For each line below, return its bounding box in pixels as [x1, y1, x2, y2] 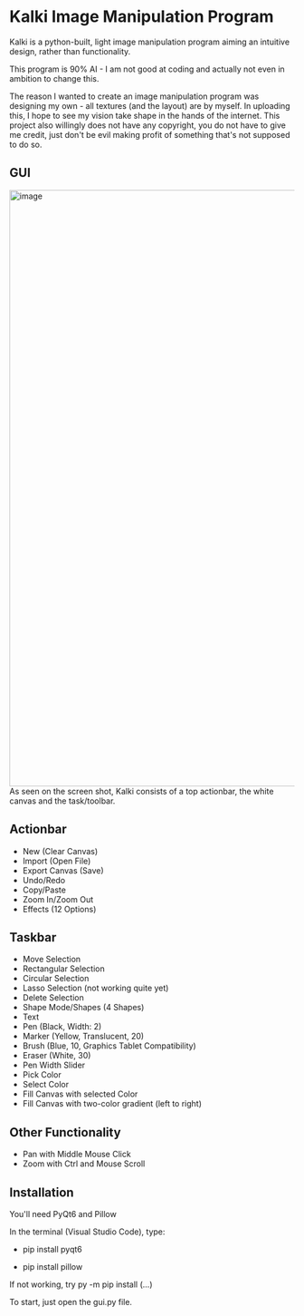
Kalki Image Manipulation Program [9, 6, 274, 27]
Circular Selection [22, 973, 90, 984]
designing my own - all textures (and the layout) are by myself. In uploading [9, 100, 291, 111]
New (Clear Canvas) [22, 845, 99, 856]
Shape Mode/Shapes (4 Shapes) [22, 1002, 145, 1013]
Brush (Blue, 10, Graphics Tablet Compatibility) [22, 1040, 196, 1051]
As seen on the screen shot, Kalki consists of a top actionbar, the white [9, 785, 274, 796]
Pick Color [22, 1069, 62, 1080]
